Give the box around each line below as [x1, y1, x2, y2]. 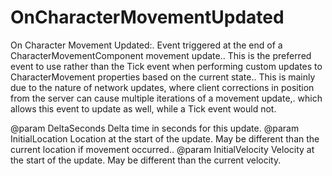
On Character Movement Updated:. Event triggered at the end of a [10, 39, 283, 51]
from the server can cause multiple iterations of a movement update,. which [10, 92, 323, 104]
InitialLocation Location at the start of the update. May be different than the [10, 132, 320, 145]
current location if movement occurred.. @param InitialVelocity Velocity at [10, 143, 315, 155]
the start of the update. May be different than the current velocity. [10, 154, 282, 166]
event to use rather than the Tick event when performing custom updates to [10, 60, 323, 72]
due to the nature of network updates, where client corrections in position [10, 81, 315, 93]
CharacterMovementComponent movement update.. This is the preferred [10, 49, 312, 61]
